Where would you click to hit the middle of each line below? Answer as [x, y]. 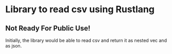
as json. [14, 46]
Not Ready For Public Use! [48, 28]
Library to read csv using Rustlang [80, 9]
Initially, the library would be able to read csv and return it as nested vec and [86, 40]
